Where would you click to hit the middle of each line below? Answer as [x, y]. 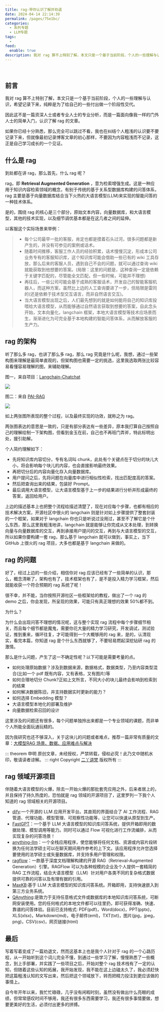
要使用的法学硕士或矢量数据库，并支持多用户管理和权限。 [70, 855]
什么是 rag [21, 160]
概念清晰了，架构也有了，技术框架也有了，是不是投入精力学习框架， [82, 579]
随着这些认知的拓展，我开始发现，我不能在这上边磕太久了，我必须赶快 [88, 970]
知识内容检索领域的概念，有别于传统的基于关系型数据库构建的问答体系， [86, 189]
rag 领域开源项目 [30, 777]
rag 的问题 [21, 560]
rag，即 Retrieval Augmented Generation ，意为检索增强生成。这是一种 [78, 183]
